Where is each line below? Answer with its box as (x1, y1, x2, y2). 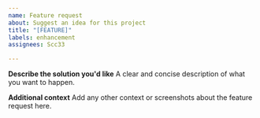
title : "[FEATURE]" (8, 26, 72, 34)
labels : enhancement (8, 33, 76, 42)
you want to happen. (8, 78, 75, 87)
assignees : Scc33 (8, 41, 65, 49)
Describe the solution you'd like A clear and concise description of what (8, 69, 246, 79)
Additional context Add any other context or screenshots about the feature (8, 93, 253, 102)
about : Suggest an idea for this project (8, 19, 147, 27)
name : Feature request (8, 11, 83, 20)
